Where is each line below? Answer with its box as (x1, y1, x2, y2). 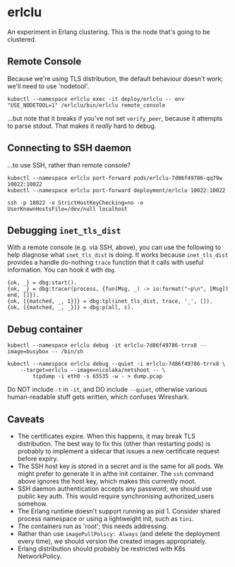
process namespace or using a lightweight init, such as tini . (17, 515, 194, 523)
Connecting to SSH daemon (7, 142, 132, 154)
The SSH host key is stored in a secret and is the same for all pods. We (17, 462, 224, 470)
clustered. (7, 35, 37, 43)
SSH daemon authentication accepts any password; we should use (17, 484, 212, 493)
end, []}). (7, 292, 40, 299)
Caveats (7, 413, 44, 425)
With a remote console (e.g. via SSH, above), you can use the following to (7, 243, 222, 251)
